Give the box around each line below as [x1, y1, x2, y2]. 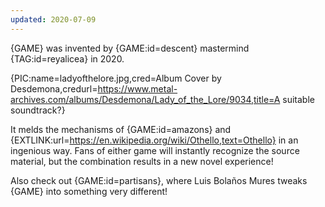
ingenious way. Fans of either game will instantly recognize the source [10, 144, 300, 156]
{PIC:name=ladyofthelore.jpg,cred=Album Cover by [10, 72, 222, 84]
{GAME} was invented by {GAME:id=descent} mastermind [10, 42, 250, 54]
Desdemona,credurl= [10, 82, 98, 95]
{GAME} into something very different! [10, 185, 168, 197]
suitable [282, 93, 315, 105]
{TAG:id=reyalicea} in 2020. [10, 52, 125, 65]
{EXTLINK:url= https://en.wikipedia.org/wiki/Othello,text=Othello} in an [10, 134, 299, 146]
